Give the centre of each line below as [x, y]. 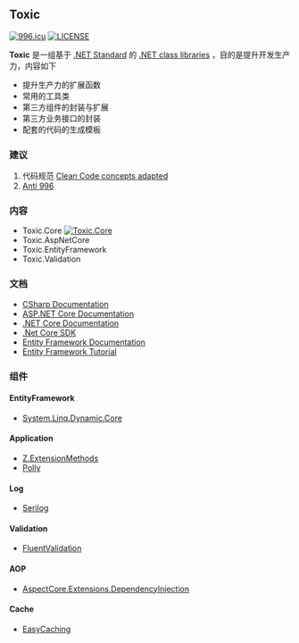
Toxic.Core [42, 230]
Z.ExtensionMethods [60, 458]
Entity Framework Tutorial [70, 351]
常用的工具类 [46, 96]
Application [31, 438]
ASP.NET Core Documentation [78, 313]
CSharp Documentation [65, 304]
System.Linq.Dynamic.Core [72, 418]
